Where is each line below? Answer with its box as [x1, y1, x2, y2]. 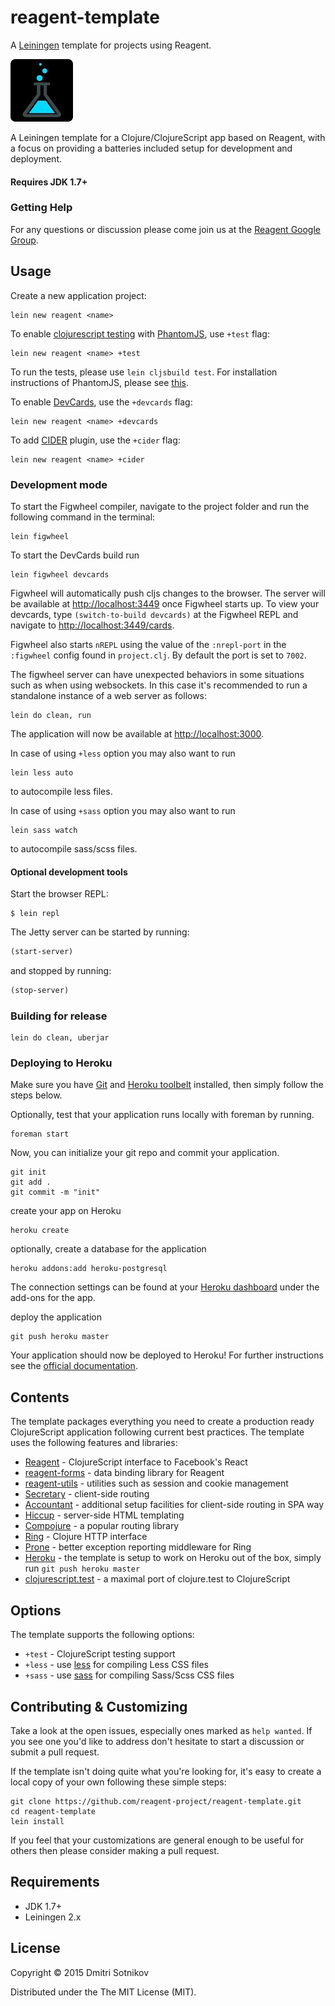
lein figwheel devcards [10, 569, 110, 580]
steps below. [10, 1089, 63, 1101]
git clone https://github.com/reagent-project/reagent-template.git [10, 1796, 302, 1806]
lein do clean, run [10, 710, 92, 720]
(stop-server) [10, 986, 70, 996]
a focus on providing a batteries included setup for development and [10, 142, 293, 154]
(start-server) [10, 947, 74, 957]
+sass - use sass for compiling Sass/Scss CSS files [24, 1669, 235, 1681]
